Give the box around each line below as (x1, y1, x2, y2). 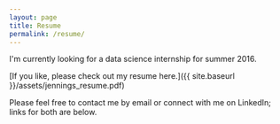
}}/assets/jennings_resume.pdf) (9, 81, 126, 91)
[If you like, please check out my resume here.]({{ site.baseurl (9, 71, 235, 81)
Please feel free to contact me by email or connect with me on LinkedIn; (9, 97, 272, 108)
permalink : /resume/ (9, 29, 86, 38)
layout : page (9, 12, 58, 22)
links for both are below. (9, 107, 97, 118)
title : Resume (9, 21, 62, 30)
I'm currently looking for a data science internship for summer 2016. (9, 54, 257, 65)
